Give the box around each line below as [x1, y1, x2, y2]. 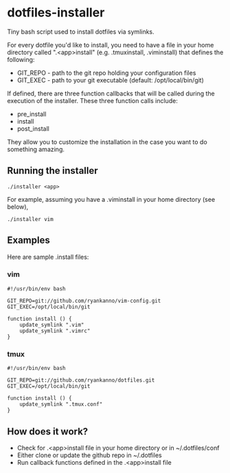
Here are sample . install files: [7, 253, 89, 261]
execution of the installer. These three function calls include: [7, 96, 179, 104]
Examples [7, 235, 50, 246]
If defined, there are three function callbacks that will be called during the [7, 89, 215, 97]
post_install [16, 124, 49, 132]
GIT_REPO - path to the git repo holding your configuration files [16, 69, 196, 77]
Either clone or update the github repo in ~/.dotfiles [16, 451, 163, 459]
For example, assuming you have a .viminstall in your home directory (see [7, 195, 216, 203]
